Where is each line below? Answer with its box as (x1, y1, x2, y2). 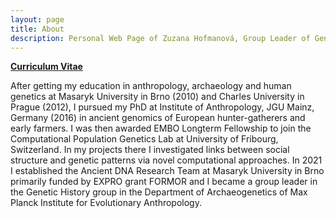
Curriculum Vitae (10, 61, 83, 73)
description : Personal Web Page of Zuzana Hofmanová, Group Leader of (10, 33, 311, 43)
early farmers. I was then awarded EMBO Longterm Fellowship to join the (10, 122, 312, 135)
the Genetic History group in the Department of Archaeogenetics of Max (10, 186, 308, 198)
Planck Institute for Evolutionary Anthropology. (10, 197, 202, 209)
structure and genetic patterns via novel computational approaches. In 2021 (10, 154, 323, 166)
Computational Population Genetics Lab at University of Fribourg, (10, 133, 279, 145)
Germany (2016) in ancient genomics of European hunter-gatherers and (10, 112, 306, 124)
